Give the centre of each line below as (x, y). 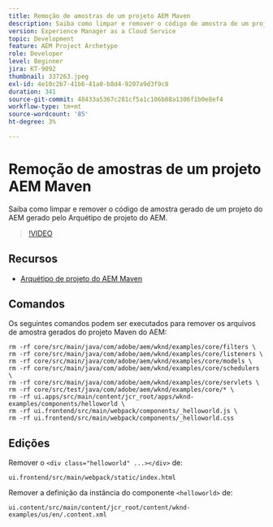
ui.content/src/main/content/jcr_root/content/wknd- (100, 508)
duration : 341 (32, 91)
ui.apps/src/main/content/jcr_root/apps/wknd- (114, 397)
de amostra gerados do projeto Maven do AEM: (88, 332)
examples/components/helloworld (63, 404)
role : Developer (36, 54)
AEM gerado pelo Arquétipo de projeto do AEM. (88, 217)
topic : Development (41, 39)
